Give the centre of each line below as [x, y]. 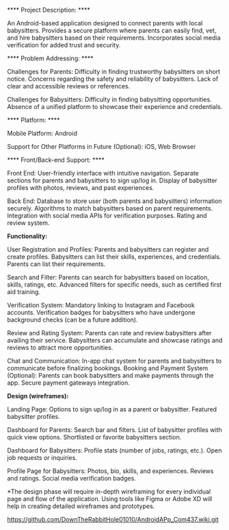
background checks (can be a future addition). [72, 320]
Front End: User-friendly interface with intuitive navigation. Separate [103, 173]
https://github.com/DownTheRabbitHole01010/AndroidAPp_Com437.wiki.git [113, 519]
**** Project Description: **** [49, 10]
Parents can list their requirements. [56, 264]
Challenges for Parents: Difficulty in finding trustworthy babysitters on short [114, 72]
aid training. [24, 292]
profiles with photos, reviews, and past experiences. [81, 188]
